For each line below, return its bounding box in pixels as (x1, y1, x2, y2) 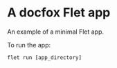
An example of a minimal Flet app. (7, 27, 105, 36)
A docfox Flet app (7, 5, 111, 21)
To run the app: (7, 41, 51, 49)
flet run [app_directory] (7, 54, 82, 61)
